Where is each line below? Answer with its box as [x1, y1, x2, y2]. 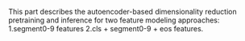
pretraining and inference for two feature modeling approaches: [8, 15, 220, 25]
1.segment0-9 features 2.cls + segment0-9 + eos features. [8, 24, 204, 33]
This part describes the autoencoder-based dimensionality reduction [8, 7, 237, 16]
